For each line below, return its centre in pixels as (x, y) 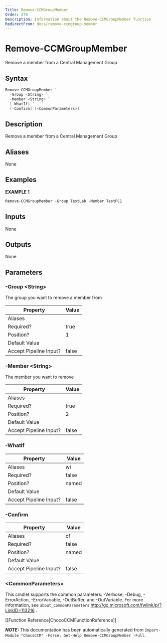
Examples (21, 180)
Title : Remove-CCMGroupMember (37, 10)
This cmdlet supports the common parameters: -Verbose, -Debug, (74, 594)
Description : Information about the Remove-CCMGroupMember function (78, 19)
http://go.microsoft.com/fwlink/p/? (126, 605)
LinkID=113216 (20, 610)
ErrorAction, (18, 600)
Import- (153, 630)
